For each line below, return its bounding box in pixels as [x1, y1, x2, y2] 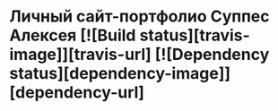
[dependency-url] [9, 82, 145, 103]
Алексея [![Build [9, 25, 136, 46]
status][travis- [139, 25, 251, 46]
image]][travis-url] [9, 45, 152, 64]
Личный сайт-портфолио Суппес [9, 6, 270, 27]
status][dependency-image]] [9, 64, 231, 84]
